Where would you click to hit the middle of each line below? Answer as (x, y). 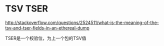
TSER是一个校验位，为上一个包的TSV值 (46, 38)
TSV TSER (27, 9)
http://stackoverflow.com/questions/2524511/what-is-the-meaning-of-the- (82, 22)
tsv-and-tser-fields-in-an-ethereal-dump (47, 27)
